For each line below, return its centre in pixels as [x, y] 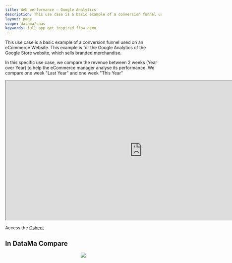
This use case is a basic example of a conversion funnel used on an [74, 42]
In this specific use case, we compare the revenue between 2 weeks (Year [81, 63]
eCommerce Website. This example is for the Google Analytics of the [76, 48]
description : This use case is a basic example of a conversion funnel [81, 14]
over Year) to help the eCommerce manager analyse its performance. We [80, 68]
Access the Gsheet [25, 228]
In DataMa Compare [36, 243]
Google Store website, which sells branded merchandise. [63, 53]
